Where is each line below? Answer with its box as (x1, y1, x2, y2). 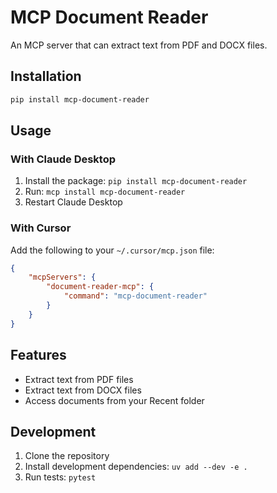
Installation (10, 68, 82, 85)
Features (10, 347, 67, 364)
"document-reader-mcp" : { (46, 282, 155, 292)
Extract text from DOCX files (24, 384, 142, 396)
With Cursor (10, 221, 72, 235)
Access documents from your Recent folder (24, 394, 205, 406)
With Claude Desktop (10, 152, 117, 166)
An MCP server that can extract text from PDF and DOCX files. (10, 39, 268, 51)
